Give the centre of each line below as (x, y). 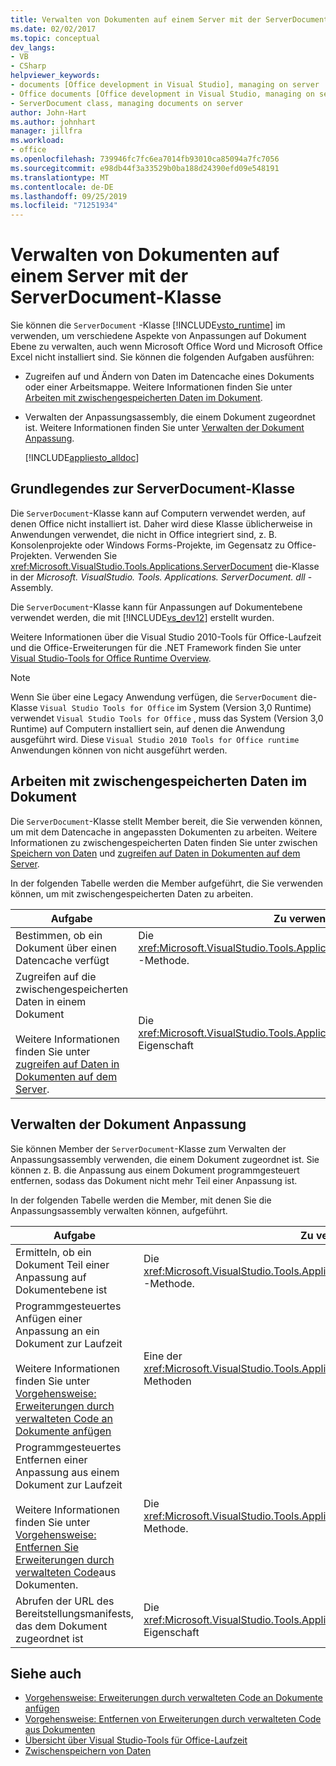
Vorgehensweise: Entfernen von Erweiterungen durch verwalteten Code (173, 1719)
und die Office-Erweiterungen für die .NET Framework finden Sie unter (156, 647)
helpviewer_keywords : (55, 76)
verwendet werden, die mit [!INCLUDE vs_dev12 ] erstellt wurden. (142, 617)
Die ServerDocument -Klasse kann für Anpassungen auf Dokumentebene (156, 607)
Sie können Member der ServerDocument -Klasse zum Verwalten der (148, 1148)
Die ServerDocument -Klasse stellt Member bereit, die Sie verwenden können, (166, 821)
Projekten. (31, 555)
